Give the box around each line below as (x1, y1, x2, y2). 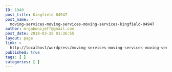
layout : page (5, 36, 33, 41)
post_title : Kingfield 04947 (5, 12, 68, 17)
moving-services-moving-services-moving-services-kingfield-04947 (10, 21, 155, 27)
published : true (5, 50, 40, 55)
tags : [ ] (5, 54, 27, 60)
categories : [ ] (5, 59, 40, 64)
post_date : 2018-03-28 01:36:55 (5, 31, 74, 36)
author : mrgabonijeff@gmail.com (5, 26, 74, 31)
